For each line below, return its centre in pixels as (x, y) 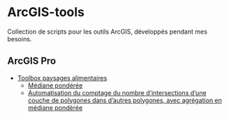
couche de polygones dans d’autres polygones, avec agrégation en (125, 100)
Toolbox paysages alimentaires (62, 78)
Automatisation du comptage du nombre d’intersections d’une (117, 92)
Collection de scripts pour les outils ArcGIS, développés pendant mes (107, 31)
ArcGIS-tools (46, 12)
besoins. (20, 38)
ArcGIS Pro (32, 61)
